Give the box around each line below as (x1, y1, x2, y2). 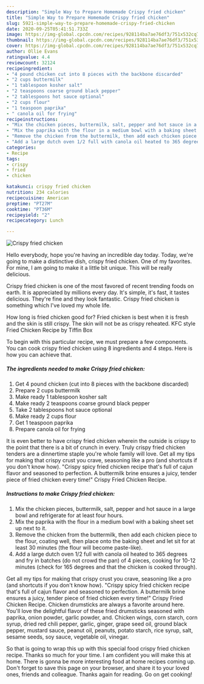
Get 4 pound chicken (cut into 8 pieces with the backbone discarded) (15, 380, 189, 388)
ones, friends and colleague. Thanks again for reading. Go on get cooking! (6, 671, 192, 678)
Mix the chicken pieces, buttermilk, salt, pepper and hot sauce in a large (15, 505, 196, 513)
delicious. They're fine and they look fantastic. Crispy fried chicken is (6, 295, 180, 303)
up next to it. (15, 525, 47, 532)
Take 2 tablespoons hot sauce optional (15, 406, 112, 414)
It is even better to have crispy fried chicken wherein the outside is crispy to (6, 437, 196, 445)
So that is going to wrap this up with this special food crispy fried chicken (6, 645, 190, 652)
